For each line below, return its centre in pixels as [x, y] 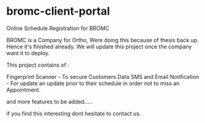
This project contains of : [38, 65]
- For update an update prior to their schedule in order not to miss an [93, 83]
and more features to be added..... [50, 102]
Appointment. [24, 89]
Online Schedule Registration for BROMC [58, 28]
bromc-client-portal [58, 11]
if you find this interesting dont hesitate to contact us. [74, 113]
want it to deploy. [28, 53]
